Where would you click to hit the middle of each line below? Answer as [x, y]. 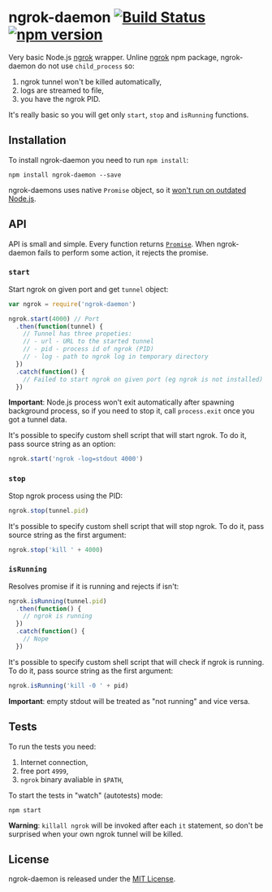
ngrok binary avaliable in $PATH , [72, 779]
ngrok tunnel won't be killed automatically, [91, 81]
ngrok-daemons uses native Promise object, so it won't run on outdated [127, 190]
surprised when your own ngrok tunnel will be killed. [96, 833]
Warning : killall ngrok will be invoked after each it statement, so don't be [136, 825]
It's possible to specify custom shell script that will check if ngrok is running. [136, 662]
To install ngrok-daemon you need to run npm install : [99, 160]
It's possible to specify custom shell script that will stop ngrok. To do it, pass [136, 526]
